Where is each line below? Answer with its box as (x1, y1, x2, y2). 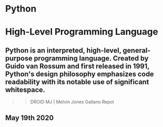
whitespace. (5, 85, 46, 94)
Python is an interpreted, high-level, (5, 46, 121, 54)
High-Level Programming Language (5, 26, 158, 38)
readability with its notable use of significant (5, 78, 149, 86)
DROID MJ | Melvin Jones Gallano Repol (30, 99, 114, 105)
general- (123, 46, 151, 54)
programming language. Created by (33, 54, 149, 62)
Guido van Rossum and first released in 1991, (5, 61, 150, 71)
